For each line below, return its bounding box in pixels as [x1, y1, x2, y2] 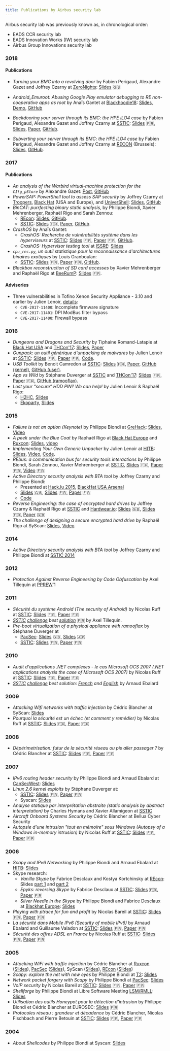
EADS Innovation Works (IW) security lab [12, 37, 98, 43]
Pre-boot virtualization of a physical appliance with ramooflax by [12, 623, 150, 629]
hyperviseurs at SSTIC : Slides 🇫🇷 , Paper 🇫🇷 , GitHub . [20, 237, 134, 243]
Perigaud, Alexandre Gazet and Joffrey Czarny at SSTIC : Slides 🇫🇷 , [12, 120, 156, 126]
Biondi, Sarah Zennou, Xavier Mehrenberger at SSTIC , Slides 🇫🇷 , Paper [12, 461, 163, 467]
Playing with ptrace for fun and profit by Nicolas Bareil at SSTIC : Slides [12, 909, 161, 915]
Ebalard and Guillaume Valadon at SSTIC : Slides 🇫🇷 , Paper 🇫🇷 [12, 925, 146, 931]
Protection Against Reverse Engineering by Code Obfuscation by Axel [12, 577, 159, 583]
